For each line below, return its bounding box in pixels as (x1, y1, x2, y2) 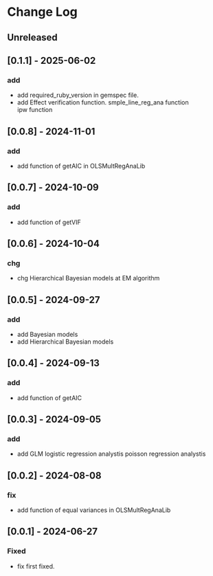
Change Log (7, 4, 78, 20)
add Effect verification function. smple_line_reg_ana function (16, 98, 189, 107)
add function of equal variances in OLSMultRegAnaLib (16, 506, 171, 514)
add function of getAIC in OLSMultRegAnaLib (16, 162, 146, 170)
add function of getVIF (16, 218, 81, 226)
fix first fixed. (16, 562, 55, 571)
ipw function (16, 106, 53, 114)
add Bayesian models (16, 331, 78, 339)
